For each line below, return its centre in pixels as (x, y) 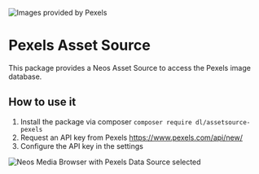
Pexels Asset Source (79, 46)
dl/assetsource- (223, 122)
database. (25, 76)
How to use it (42, 102)
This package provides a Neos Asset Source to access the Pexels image (129, 67)
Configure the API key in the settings (82, 146)
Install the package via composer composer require (106, 121)
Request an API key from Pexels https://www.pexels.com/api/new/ (131, 137)
